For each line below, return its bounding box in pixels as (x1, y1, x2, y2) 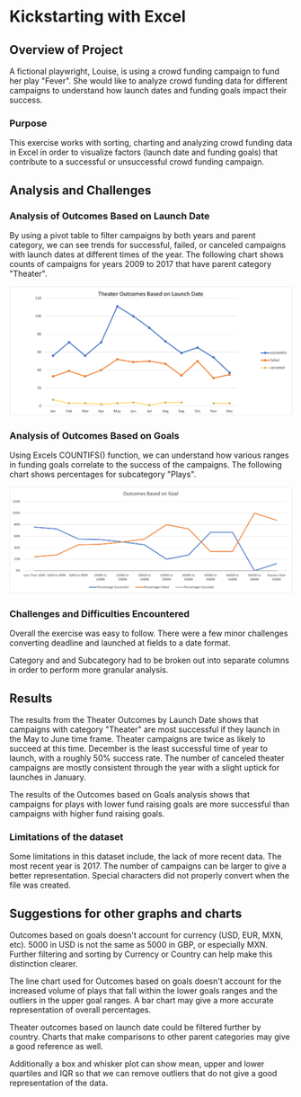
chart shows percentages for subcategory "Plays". (9, 469, 197, 480)
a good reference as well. (9, 1041, 103, 1052)
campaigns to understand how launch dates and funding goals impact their (9, 85, 288, 95)
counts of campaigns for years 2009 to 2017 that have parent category (9, 258, 272, 269)
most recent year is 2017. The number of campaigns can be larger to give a (9, 861, 288, 871)
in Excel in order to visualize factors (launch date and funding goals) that (9, 147, 279, 158)
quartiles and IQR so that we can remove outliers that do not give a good (9, 1068, 278, 1079)
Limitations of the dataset (9, 830, 124, 843)
